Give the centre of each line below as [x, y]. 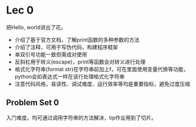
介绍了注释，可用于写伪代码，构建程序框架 [66, 47]
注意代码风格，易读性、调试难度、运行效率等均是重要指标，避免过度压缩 [102, 83]
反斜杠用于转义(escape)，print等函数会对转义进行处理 [80, 62]
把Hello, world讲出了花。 [36, 27]
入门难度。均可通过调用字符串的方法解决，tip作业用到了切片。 [82, 118]
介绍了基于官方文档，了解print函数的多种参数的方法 [77, 39]
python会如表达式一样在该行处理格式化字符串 [69, 76]
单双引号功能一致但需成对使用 [51, 54]
